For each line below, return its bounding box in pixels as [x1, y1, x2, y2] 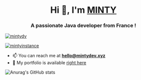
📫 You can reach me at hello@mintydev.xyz [12, 53, 106, 59]
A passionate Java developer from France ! [30, 22, 137, 29]
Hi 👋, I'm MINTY [50, 4, 117, 16]
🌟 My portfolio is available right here [12, 60, 86, 66]
